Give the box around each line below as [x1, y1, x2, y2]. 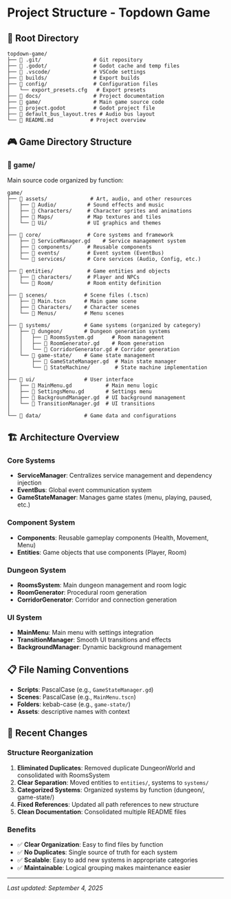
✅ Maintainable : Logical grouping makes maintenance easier [16, 864, 191, 872]
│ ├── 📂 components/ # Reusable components [7, 243, 153, 251]
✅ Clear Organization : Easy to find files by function [16, 840, 164, 849]
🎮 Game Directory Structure [7, 136, 132, 148]
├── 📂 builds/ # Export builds [7, 74, 140, 81]
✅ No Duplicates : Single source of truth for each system [16, 848, 177, 856]
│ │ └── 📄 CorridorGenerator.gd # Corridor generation [7, 346, 180, 352]
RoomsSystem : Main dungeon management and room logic [16, 580, 187, 589]
